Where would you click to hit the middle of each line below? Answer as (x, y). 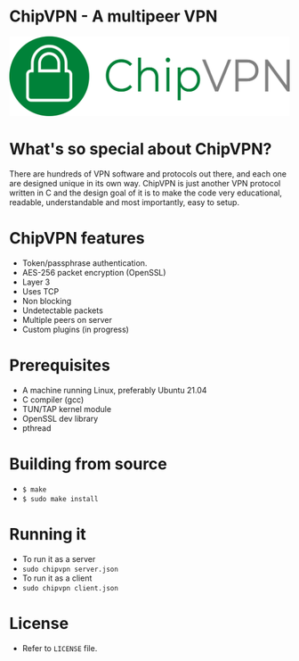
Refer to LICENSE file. (60, 648)
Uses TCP (40, 292)
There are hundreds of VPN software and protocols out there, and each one (148, 174)
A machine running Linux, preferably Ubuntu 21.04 (114, 390)
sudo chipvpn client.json (70, 588)
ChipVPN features (77, 239)
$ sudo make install (60, 499)
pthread (36, 428)
